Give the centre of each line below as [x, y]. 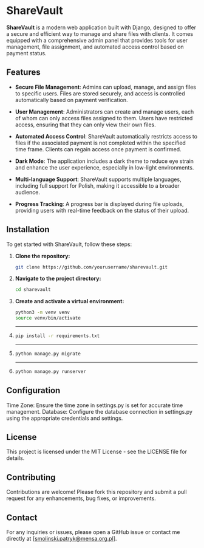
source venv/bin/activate [48, 318]
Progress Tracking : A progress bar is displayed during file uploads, [99, 204]
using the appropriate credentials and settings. [65, 418]
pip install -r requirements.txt [57, 336]
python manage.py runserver [50, 371]
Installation [28, 229]
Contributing [31, 477]
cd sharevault [33, 290]
